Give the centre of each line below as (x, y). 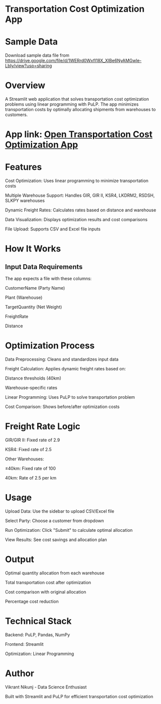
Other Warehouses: (25, 459)
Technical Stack (38, 621)
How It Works (33, 249)
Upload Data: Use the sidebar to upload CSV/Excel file (60, 511)
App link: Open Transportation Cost (79, 134)
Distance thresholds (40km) (33, 378)
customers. (16, 115)
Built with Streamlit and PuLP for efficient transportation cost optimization (79, 696)
